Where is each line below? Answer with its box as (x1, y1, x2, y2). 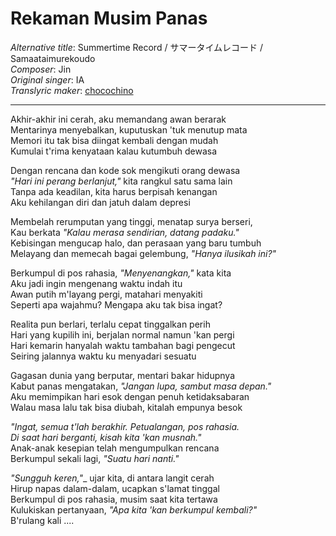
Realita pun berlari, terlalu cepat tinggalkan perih (10, 318, 211, 330)
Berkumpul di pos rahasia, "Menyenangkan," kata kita (10, 267, 232, 279)
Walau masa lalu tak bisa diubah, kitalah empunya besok (10, 401, 243, 413)
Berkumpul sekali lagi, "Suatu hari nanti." (10, 452, 180, 464)
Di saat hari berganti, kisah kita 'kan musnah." (10, 431, 202, 443)
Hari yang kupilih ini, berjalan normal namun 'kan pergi (10, 328, 235, 341)
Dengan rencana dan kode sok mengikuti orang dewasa (10, 164, 241, 176)
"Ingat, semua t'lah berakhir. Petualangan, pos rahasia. (10, 420, 240, 432)
